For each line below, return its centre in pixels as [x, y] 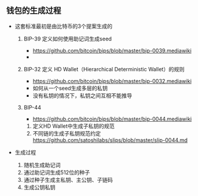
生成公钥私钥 [39, 187]
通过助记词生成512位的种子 [57, 172]
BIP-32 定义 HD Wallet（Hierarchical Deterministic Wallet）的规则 [104, 69]
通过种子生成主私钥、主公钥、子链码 [68, 179]
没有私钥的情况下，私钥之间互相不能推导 [82, 95]
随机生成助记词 [42, 165]
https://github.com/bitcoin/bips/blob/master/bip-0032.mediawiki [112, 81]
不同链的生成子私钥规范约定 [67, 133]
